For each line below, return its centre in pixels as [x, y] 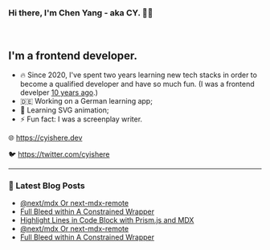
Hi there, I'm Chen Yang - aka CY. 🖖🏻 [81, 13]
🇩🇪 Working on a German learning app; [86, 101]
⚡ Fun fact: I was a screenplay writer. [81, 119]
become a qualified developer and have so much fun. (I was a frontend [137, 84]
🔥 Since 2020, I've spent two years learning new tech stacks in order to [138, 75]
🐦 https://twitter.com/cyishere [59, 154]
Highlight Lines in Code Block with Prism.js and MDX [107, 220]
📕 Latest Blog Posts [47, 186]
